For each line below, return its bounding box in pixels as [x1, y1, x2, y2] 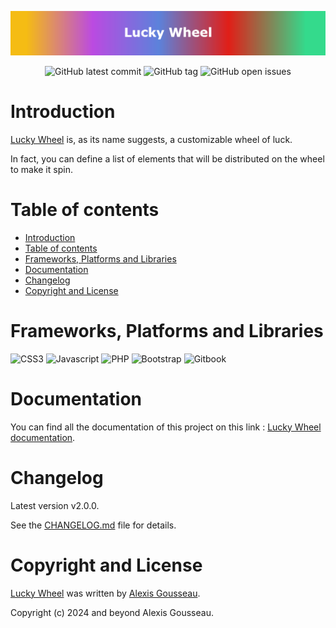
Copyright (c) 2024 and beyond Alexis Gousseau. [10, 606, 214, 618]
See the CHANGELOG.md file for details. [10, 519, 177, 531]
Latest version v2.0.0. [10, 499, 100, 511]
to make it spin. [10, 163, 73, 175]
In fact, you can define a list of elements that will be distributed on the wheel [10, 152, 325, 165]
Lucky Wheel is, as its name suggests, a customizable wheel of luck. [10, 133, 293, 145]
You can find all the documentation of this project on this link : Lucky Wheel [10, 421, 322, 433]
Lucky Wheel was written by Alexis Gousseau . [10, 587, 201, 599]
